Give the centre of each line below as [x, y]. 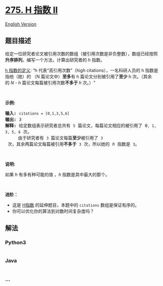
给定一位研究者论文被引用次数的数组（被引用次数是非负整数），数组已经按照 [81, 54]
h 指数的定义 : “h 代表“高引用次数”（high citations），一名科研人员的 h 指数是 [82, 70]
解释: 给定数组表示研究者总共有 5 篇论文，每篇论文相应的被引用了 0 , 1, [81, 125]
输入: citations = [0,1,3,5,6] [37, 113]
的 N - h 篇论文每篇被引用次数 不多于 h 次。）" [50, 82]
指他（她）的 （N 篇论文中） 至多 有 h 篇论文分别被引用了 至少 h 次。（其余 [79, 76]
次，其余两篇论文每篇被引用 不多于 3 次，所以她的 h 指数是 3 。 [74, 144]
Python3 [15, 243]
